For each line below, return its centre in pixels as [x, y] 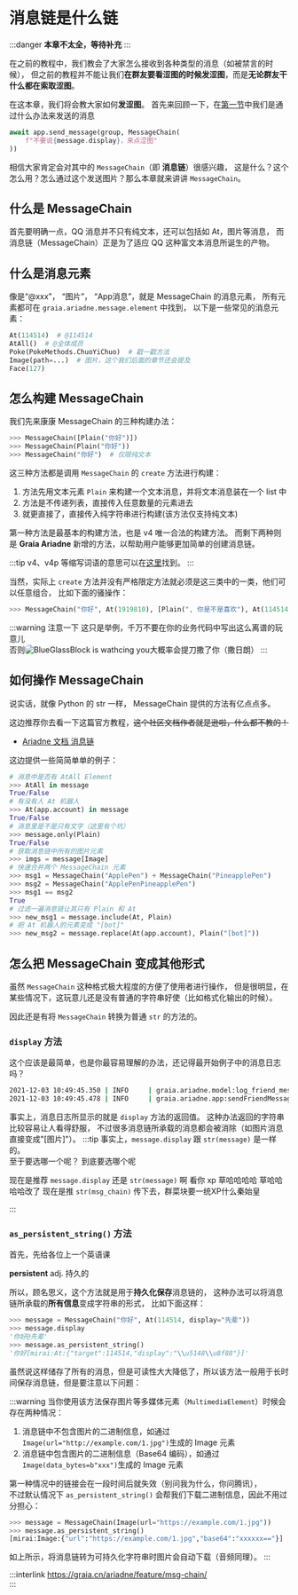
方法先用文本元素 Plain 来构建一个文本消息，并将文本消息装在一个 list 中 [154, 492]
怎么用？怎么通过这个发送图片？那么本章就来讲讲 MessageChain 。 [127, 178]
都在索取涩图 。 [52, 85]
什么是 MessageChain [71, 208]
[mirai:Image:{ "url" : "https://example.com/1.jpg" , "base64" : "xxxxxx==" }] [146, 1539]
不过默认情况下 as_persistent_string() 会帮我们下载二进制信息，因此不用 [145, 1494]
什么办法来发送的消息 [55, 115]
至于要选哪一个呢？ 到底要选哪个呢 [72, 1161]
